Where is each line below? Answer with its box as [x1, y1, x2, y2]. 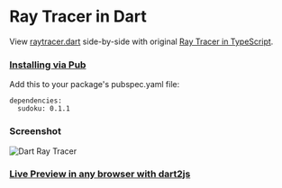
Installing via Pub [9, 58, 86, 71]
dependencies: [9, 96, 63, 105]
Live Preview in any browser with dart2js [9, 168, 191, 181]
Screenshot [9, 125, 61, 138]
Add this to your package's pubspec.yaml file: [9, 79, 180, 90]
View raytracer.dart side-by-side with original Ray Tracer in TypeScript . [9, 36, 274, 47]
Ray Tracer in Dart [9, 6, 147, 27]
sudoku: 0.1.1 [17, 104, 70, 113]
